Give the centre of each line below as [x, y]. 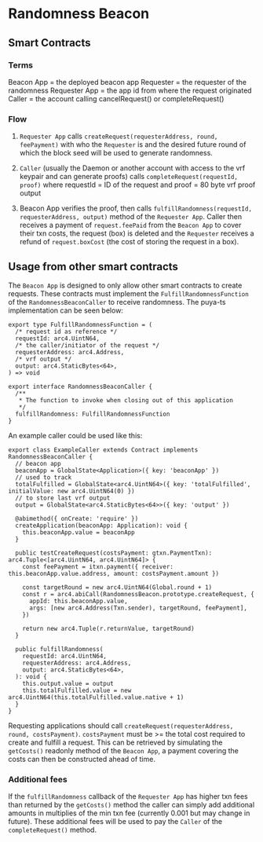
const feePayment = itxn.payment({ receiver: [98, 566]
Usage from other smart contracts [93, 267]
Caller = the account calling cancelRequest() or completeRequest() [116, 98]
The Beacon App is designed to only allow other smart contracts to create [125, 285]
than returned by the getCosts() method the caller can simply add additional [131, 805]
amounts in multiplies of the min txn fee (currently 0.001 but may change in [129, 813]
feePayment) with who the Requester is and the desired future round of [133, 145]
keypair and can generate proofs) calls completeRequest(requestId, [128, 177]
